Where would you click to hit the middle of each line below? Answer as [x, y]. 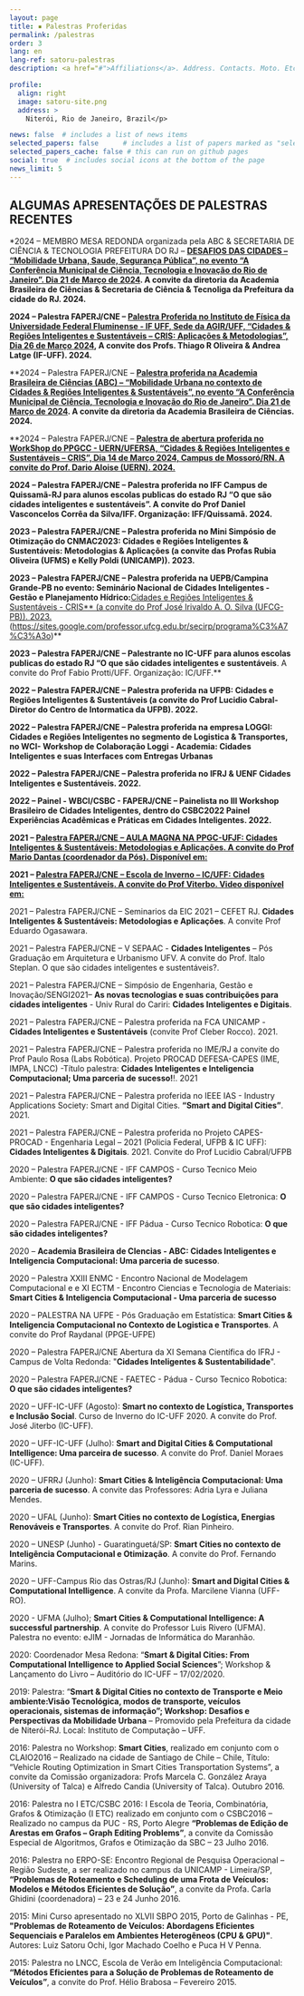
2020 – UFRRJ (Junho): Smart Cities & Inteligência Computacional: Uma [146, 1481]
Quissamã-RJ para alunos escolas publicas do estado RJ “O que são [141, 494]
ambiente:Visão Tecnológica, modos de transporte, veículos [125, 1701]
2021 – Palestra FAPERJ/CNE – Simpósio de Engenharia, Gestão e [131, 985]
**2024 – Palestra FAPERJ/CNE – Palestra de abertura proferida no [137, 439]
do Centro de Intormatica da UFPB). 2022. [118, 709]
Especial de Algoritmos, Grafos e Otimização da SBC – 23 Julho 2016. [139, 1843]
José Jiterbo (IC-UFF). [51, 1426]
